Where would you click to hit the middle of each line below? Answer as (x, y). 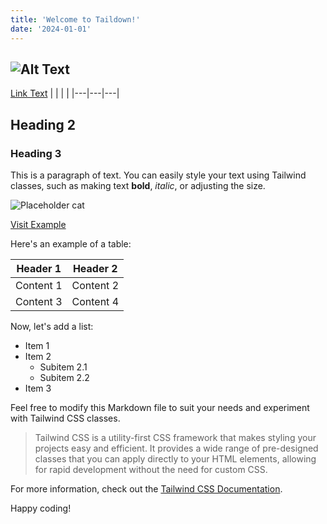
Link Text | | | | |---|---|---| (65, 93)
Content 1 (39, 285)
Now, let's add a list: (52, 326)
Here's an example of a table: (71, 244)
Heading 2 (43, 124)
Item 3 (38, 388)
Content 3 (39, 301)
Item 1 (37, 345)
